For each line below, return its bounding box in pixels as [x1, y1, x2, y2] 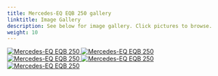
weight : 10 [7, 28, 38, 36]
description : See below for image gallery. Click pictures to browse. [7, 22, 213, 29]
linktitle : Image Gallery [7, 16, 81, 23]
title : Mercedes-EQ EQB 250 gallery [7, 9, 111, 17]
